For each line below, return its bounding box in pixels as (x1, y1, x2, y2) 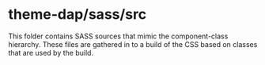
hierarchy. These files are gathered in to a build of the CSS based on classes (8, 39, 258, 49)
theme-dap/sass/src (8, 5, 147, 23)
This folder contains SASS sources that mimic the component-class (8, 31, 229, 41)
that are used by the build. (8, 48, 93, 57)
